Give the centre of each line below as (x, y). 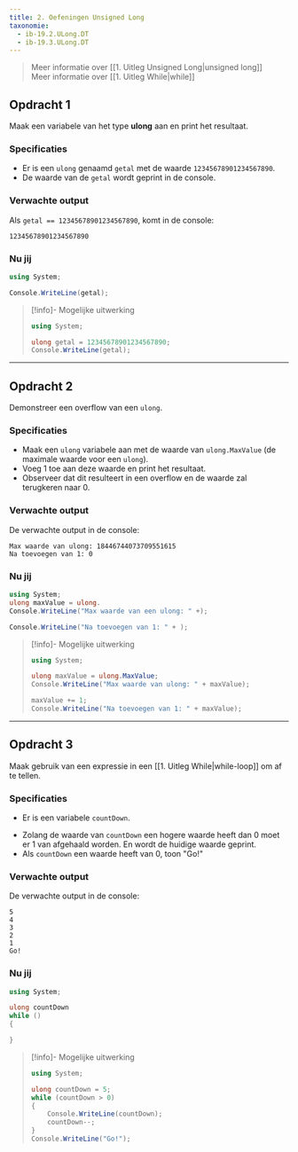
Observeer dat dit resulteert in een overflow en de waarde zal (134, 478)
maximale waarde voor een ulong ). (85, 459)
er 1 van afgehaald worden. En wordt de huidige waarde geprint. (139, 844)
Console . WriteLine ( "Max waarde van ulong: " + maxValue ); (140, 685)
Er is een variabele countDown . (76, 818)
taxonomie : (29, 26)
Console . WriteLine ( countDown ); (105, 1114)
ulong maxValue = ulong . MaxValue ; (94, 676)
